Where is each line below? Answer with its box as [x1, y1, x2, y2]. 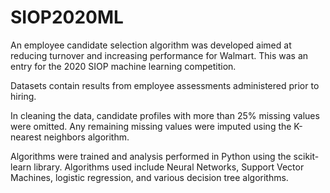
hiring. [10, 90, 37, 102]
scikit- [293, 150, 320, 162]
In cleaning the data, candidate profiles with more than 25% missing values [10, 109, 320, 121]
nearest [10, 131, 42, 143]
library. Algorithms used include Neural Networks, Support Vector [33, 161, 305, 173]
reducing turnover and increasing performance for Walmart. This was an [10, 49, 309, 61]
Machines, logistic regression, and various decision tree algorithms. [10, 171, 289, 183]
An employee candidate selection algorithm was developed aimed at [10, 39, 292, 51]
